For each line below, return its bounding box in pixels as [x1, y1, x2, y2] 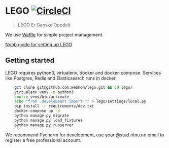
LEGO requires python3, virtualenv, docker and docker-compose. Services [5, 69, 161, 76]
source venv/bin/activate [14, 94, 70, 99]
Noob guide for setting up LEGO [5, 41, 73, 48]
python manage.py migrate [14, 113, 70, 118]
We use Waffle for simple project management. [5, 31, 104, 38]
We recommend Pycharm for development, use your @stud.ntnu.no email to [5, 132, 164, 138]
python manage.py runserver [14, 122, 74, 128]
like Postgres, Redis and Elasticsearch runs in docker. [5, 75, 117, 81]
